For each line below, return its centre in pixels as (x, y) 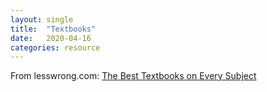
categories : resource (55, 47)
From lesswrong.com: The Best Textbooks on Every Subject (133, 76)
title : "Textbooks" (53, 29)
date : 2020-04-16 (51, 38)
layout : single (42, 19)
